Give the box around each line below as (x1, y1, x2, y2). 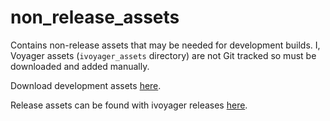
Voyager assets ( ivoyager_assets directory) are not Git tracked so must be (10, 49, 317, 61)
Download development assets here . (10, 79, 162, 91)
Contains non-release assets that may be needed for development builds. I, (10, 39, 321, 51)
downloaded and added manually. (10, 60, 150, 72)
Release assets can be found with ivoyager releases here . (10, 99, 248, 111)
